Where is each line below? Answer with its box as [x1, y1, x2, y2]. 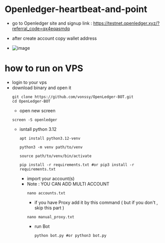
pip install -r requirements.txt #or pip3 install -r [19, 162, 134, 167]
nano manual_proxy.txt [27, 214, 75, 219]
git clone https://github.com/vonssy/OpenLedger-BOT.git [12, 94, 134, 99]
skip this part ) [34, 205, 65, 211]
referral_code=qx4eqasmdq [12, 25, 70, 31]
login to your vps [12, 79, 47, 85]
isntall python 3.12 [19, 126, 57, 132]
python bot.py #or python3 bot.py [34, 233, 107, 238]
